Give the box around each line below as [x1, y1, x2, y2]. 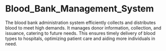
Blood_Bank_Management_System [5, 3, 154, 14]
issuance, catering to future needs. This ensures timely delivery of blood [5, 30, 156, 36]
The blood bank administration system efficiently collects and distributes [5, 19, 156, 25]
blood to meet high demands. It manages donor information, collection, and [5, 24, 162, 30]
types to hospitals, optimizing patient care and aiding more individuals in [5, 35, 155, 41]
